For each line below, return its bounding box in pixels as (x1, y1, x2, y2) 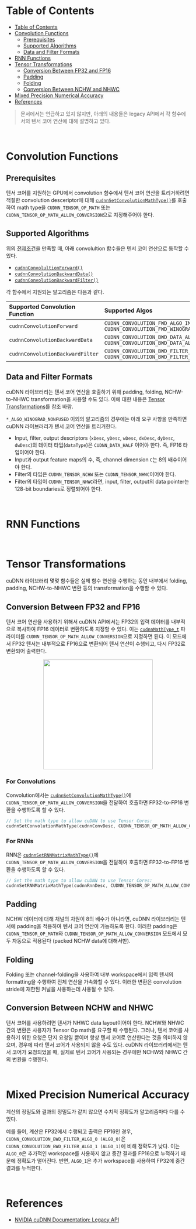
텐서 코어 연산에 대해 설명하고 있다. (31, 117, 111, 124)
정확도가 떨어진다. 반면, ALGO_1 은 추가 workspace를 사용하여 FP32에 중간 (16, 1157, 185, 1164)
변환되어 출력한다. (6, 648, 47, 655)
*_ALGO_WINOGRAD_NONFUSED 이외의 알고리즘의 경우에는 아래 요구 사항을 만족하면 (6, 415, 187, 422)
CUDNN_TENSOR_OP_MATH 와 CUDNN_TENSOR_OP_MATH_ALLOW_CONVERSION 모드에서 (6, 930, 182, 937)
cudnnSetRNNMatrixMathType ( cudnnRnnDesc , (6, 883, 108, 889)
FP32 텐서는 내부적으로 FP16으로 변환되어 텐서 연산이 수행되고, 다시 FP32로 (12, 640, 185, 648)
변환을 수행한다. (12, 1056, 48, 1063)
